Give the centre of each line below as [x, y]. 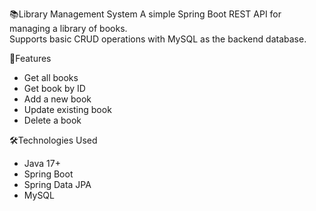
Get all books [51, 77]
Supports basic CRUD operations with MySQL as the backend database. [158, 39]
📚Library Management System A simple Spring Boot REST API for [145, 14]
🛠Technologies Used [53, 140]
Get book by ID [54, 88]
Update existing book [67, 109]
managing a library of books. [68, 28]
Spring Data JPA [57, 184]
